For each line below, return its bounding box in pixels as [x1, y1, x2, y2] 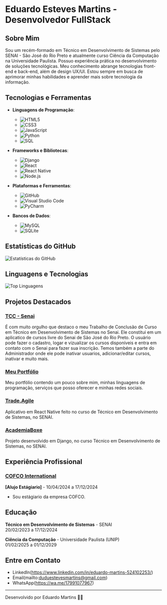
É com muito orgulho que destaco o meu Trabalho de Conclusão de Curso [5, 324, 157, 330]
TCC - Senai [5, 312, 35, 319]
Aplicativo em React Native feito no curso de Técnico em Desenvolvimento [5, 409, 158, 415]
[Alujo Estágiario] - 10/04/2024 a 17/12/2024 [5, 484, 98, 490]
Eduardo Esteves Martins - [5, 3, 117, 15]
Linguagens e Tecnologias [5, 270, 88, 278]
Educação [5, 508, 37, 517]
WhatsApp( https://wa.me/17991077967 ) [12, 580, 94, 586]
